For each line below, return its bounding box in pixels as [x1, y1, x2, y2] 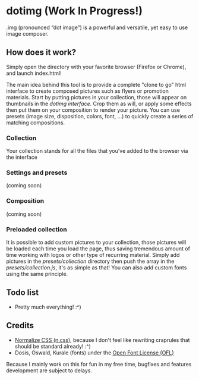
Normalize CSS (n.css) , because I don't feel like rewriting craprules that [14, 336, 190, 343]
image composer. [6, 30, 49, 37]
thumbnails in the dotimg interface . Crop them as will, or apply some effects [6, 100, 192, 107]
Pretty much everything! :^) [14, 303, 81, 310]
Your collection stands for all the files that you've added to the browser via [6, 147, 188, 155]
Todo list [6, 287, 39, 298]
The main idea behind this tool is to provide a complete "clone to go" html [6, 81, 186, 88]
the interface [6, 153, 37, 161]
